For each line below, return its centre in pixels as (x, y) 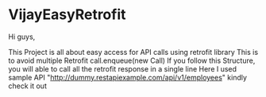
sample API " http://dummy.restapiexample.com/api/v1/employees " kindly (128, 77)
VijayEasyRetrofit (67, 15)
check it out (28, 86)
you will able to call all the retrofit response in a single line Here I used (122, 68)
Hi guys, (22, 37)
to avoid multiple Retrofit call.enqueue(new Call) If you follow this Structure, (132, 60)
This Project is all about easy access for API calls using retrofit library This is (133, 52)
